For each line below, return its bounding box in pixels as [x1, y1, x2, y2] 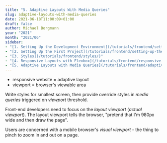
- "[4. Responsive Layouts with [5, 58, 72, 63]
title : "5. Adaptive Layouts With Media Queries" [5, 7, 110, 12]
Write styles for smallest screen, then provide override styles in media [5, 92, 149, 98]
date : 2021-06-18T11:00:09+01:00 [5, 16, 75, 21]
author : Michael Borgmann [5, 26, 59, 31]
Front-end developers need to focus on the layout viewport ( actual [5, 107, 142, 113]
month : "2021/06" [5, 35, 41, 40]
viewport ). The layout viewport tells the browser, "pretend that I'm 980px [5, 112, 155, 118]
